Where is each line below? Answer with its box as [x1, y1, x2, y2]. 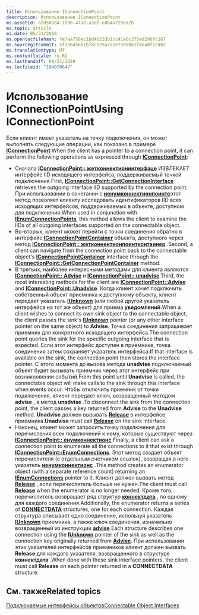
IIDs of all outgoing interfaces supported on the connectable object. [14, 222, 181, 229]
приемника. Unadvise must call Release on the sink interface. [14, 417, 168, 425]
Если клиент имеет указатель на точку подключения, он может [6, 134, 168, 141]
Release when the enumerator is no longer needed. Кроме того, [14, 487, 173, 494]
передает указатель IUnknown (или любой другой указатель [14, 298, 170, 305]
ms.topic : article [6, 25, 52, 31]
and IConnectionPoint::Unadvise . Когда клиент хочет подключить [14, 285, 182, 292]
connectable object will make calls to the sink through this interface [14, 380, 180, 387]
